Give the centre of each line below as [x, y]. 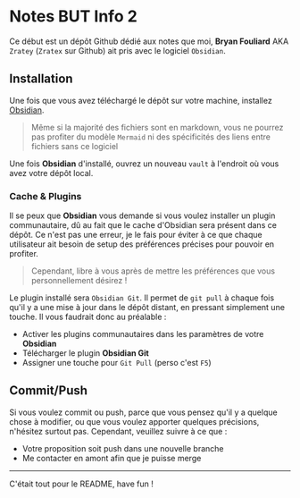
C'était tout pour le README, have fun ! [81, 484]
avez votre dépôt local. [51, 173]
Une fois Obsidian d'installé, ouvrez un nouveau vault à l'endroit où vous [144, 164]
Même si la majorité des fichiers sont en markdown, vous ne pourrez [157, 127]
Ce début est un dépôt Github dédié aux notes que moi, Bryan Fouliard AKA [149, 41]
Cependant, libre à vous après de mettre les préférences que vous [153, 271]
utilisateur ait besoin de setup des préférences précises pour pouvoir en [142, 244]
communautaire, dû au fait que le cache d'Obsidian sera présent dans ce [143, 225]
